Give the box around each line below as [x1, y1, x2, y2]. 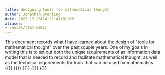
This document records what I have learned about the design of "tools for [5, 39, 155, 45]
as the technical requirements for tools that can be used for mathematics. [5, 60, 155, 66]
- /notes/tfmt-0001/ [5, 25, 48, 30]
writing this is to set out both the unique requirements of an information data [5, 50, 161, 55]
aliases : [5, 21, 23, 26]
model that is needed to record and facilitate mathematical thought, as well [5, 54, 157, 60]
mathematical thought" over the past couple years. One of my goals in [5, 44, 148, 50]
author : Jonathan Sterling [5, 12, 61, 17]
